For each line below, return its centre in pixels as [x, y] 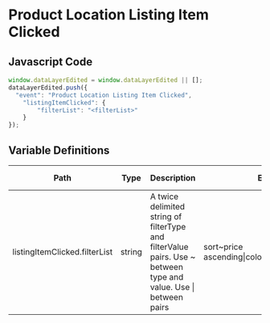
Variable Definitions [59, 150]
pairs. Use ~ [173, 257]
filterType [168, 226]
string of [166, 217]
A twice [164, 197]
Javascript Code [51, 62]
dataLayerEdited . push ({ [48, 87]
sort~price [223, 246]
